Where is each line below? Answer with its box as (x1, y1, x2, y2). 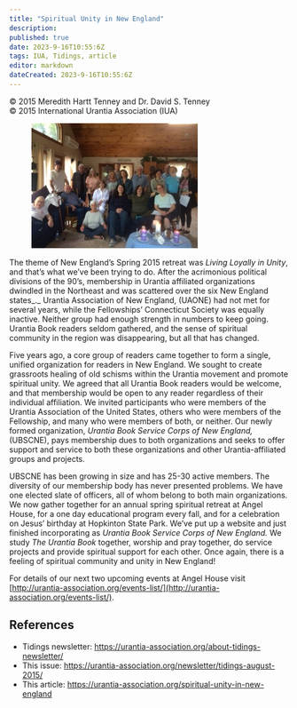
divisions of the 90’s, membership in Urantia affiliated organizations (9, 275, 255, 286)
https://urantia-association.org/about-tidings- (94, 640, 262, 652)
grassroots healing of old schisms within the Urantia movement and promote (9, 369, 289, 379)
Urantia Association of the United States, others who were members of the (9, 406, 282, 417)
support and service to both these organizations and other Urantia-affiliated (9, 444, 286, 455)
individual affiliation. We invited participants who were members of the (9, 396, 267, 408)
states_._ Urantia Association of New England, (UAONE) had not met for (9, 294, 270, 306)
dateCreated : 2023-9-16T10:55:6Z (9, 71, 133, 80)
